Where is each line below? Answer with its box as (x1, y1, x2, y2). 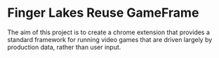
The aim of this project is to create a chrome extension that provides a (7, 28, 211, 36)
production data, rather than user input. (7, 43, 121, 51)
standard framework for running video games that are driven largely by (7, 35, 213, 43)
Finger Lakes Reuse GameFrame (7, 5, 199, 21)
